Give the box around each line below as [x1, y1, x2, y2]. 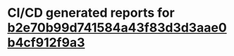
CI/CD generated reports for [7, 5, 175, 21]
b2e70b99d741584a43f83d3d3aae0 [7, 20, 227, 36]
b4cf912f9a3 [7, 35, 85, 50]
